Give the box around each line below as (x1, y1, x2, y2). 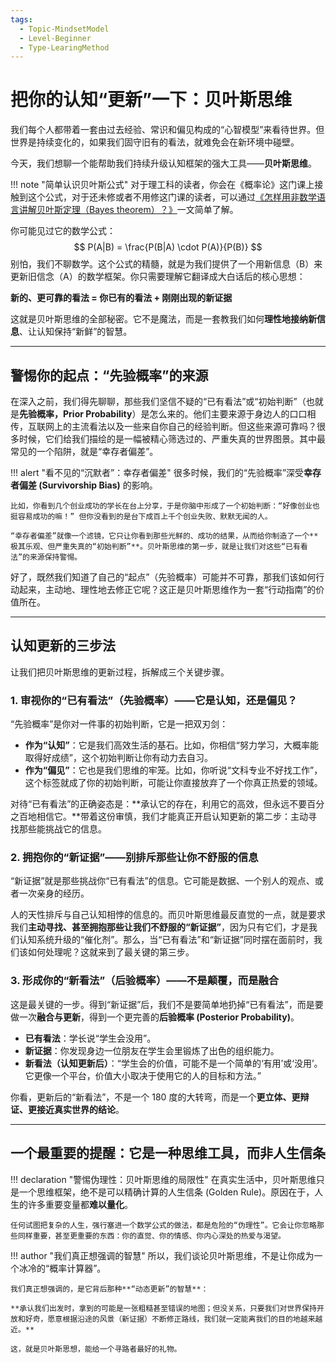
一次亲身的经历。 (18, 887, 90, 900)
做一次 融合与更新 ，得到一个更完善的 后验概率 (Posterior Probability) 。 (10, 1011, 300, 1023)
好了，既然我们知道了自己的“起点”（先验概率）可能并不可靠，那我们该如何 (10, 571, 317, 583)
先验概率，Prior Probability (19, 408, 133, 420)
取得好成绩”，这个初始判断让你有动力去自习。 (24, 752, 213, 764)
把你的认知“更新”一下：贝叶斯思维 (10, 89, 293, 111)
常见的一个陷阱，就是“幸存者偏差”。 (10, 446, 159, 457)
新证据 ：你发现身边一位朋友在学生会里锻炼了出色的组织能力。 (24, 1044, 280, 1056)
